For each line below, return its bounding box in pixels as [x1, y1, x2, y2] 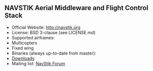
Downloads [11, 55, 35, 61]
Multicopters [11, 40, 38, 46]
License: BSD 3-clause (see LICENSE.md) [11, 29, 96, 35]
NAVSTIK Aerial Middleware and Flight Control [4, 4, 149, 12]
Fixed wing [11, 45, 34, 51]
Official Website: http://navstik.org [11, 24, 81, 30]
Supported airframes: [11, 35, 55, 40]
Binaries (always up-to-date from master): [11, 50, 96, 56]
